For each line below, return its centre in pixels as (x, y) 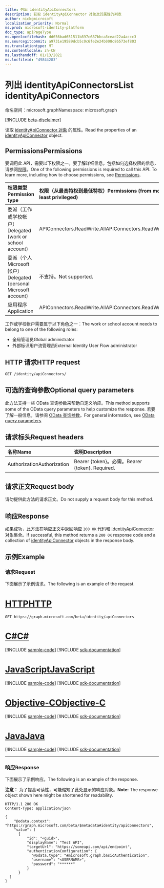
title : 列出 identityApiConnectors (41, 10)
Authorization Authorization (38, 464)
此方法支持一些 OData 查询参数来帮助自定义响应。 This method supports (77, 403)
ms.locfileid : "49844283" (31, 60)
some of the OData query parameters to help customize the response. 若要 (80, 409)
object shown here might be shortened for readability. (59, 795)
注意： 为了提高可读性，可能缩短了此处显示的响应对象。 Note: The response (81, 789)
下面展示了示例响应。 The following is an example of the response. (72, 779)
